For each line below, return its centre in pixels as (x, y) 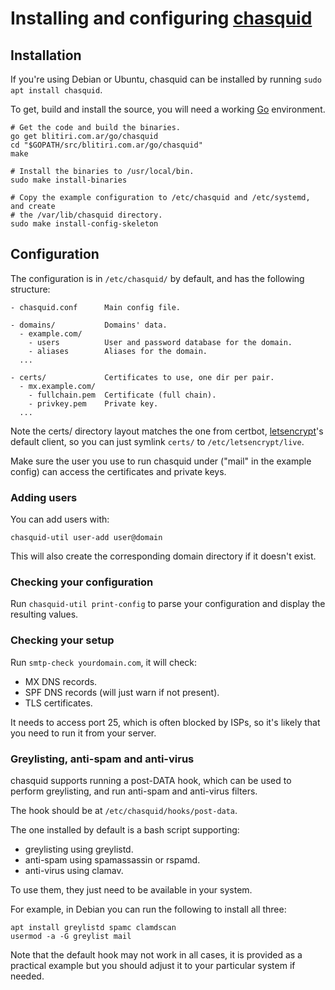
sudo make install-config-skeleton (84, 224)
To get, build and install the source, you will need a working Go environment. (168, 109)
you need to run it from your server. (83, 733)
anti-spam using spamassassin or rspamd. (112, 860)
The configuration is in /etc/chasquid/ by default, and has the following (157, 278)
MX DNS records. (61, 681)
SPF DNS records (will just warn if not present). (122, 692)
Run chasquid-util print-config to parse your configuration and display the (168, 604)
